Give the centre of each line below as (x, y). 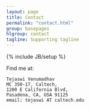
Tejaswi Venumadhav (31, 79)
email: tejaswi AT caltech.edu (45, 100)
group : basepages (28, 28)
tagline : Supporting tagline (43, 40)
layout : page (22, 12)
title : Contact (25, 17)
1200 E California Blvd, (37, 90)
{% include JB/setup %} (36, 57)
